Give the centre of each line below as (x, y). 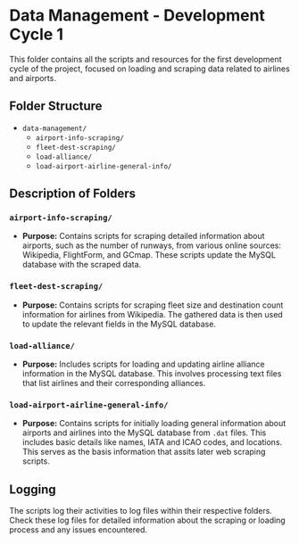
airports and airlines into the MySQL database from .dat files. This (144, 433)
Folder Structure (56, 107)
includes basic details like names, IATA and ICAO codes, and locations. (152, 442)
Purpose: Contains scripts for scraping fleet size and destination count (153, 305)
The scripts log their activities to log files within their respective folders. (141, 511)
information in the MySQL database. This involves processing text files (152, 374)
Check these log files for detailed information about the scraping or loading (147, 520)
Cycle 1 (37, 34)
